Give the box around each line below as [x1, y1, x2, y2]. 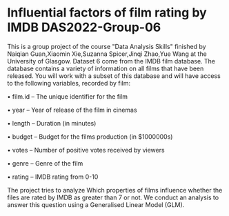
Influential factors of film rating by [7, 5, 207, 21]
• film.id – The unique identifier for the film [7, 92, 128, 101]
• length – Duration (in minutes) [7, 119, 97, 127]
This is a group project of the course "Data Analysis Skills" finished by [7, 42, 206, 50]
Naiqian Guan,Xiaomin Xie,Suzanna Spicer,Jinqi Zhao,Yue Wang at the [7, 50, 207, 58]
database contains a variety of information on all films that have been [7, 64, 204, 72]
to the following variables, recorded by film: [7, 79, 131, 87]
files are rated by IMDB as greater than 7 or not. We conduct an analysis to [7, 193, 219, 202]
